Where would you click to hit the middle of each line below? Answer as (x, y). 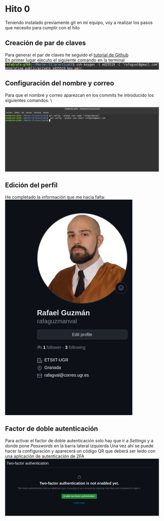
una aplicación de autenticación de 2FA (45, 456)
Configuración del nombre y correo (60, 83)
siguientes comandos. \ (29, 100)
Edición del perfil (31, 185)
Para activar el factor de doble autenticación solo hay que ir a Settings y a (79, 440)
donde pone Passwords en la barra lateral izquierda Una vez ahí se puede (79, 446)
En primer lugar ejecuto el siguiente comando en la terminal (65, 60)
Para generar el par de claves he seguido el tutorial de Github (67, 55)
